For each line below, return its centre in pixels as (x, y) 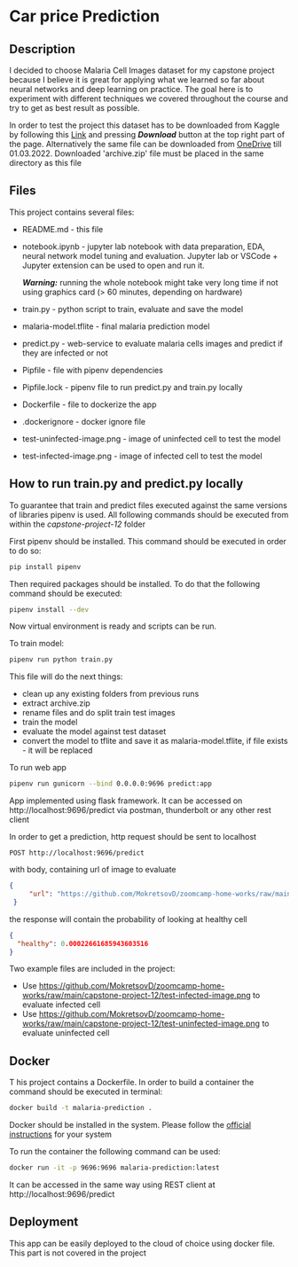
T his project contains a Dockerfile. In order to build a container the (132, 1083)
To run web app (38, 768)
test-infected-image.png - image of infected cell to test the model (142, 456)
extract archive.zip (56, 703)
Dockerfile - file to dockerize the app (89, 404)
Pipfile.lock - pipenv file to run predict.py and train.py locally (132, 387)
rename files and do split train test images (98, 713)
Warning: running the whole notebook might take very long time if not (150, 282)
